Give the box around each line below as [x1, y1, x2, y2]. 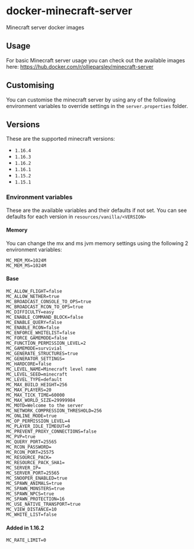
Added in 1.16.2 [6, 524, 44, 531]
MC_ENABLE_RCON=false [6, 325, 60, 331]
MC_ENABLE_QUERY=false [6, 319, 62, 326]
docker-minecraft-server [6, 4, 132, 18]
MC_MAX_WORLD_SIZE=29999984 [6, 398, 76, 404]
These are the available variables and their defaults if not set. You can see [6, 207, 187, 214]
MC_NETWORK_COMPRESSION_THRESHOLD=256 [6, 408, 102, 414]
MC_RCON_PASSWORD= [6, 444, 52, 450]
